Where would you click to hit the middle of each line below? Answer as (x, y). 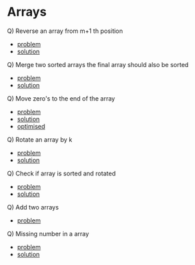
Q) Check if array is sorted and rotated (62, 173)
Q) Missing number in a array (48, 234)
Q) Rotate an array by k (40, 139)
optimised (31, 126)
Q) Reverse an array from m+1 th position (65, 31)
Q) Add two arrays (33, 207)
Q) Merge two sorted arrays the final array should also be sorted (98, 64)
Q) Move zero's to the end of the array (61, 98)
